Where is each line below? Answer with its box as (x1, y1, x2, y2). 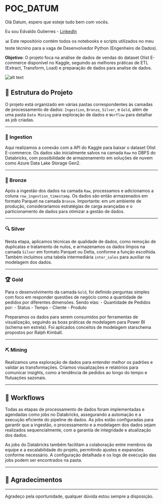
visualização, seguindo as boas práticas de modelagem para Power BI (5, 319, 146, 325)
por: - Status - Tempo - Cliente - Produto (5, 305, 87, 310)
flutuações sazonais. (5, 375, 47, 381)
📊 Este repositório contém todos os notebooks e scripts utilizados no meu (5, 38, 154, 44)
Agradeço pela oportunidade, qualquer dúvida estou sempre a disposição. (5, 493, 154, 499)
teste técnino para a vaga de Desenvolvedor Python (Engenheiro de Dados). (5, 45, 158, 51)
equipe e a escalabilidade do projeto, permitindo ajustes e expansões (5, 447, 144, 453)
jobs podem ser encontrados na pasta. (5, 457, 82, 463)
